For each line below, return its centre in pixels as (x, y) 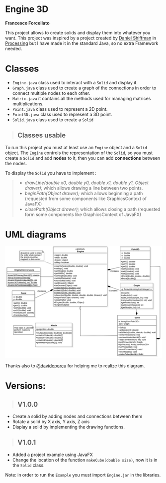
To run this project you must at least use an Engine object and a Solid (76, 147)
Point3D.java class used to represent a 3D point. (62, 114)
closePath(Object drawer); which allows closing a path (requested (92, 209)
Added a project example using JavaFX (52, 455)
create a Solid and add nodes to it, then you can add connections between (83, 158)
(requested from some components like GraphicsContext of (86, 199)
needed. (14, 48)
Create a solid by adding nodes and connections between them (77, 416)
